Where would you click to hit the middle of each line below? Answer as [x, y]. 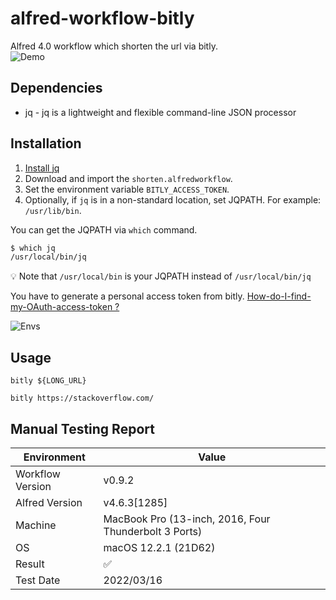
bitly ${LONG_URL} [48, 381]
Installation [46, 143]
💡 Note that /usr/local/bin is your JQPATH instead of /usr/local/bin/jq [161, 276]
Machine [36, 525]
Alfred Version [49, 502]
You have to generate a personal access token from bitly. [127, 296]
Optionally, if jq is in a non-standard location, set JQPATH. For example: [173, 199]
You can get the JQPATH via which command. [104, 229]
